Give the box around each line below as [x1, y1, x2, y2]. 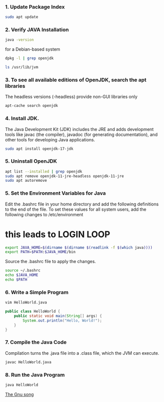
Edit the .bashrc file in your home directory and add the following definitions [5, 201, 159, 207]
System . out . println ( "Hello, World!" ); [23, 318, 102, 323]
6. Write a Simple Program [5, 289, 69, 296]
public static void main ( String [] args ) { [14, 314, 102, 319]
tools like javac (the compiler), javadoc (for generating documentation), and [5, 132, 158, 137]
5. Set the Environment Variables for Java [5, 190, 106, 197]
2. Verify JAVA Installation [5, 26, 69, 33]
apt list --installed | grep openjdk [5, 169, 82, 174]
